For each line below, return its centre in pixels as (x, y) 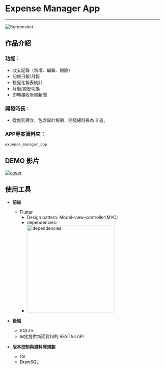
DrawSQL (29, 362)
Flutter (26, 212)
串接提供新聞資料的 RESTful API (52, 336)
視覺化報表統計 (27, 82)
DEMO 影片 (22, 160)
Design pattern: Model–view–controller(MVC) (72, 217)
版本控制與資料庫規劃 (34, 346)
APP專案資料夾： (25, 134)
